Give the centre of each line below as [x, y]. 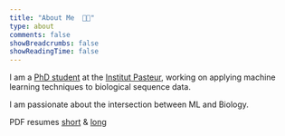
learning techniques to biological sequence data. [100, 87]
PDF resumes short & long [58, 122]
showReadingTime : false [54, 52]
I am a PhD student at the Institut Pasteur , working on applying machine [142, 77]
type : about [32, 26]
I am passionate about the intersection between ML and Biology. [129, 104]
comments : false [40, 34]
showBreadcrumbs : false [54, 43]
